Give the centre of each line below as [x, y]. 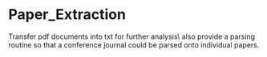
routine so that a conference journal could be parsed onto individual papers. [134, 44]
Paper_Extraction [67, 15]
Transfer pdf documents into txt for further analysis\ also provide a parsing [131, 36]
